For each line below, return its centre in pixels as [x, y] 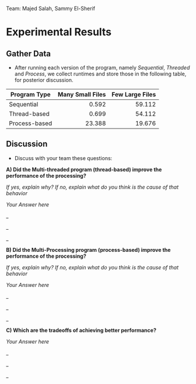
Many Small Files [82, 94]
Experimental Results [59, 32]
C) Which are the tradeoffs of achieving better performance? [81, 330]
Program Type [30, 94]
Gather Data [29, 53]
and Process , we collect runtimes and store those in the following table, [100, 74]
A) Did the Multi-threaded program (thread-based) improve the [84, 169]
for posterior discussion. [44, 80]
